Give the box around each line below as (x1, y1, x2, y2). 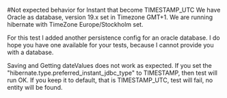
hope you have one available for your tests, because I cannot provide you (7, 41, 214, 49)
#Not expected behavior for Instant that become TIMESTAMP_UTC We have (7, 6, 221, 14)
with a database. (7, 48, 54, 56)
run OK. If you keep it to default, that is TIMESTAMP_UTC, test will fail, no (7, 76, 213, 84)
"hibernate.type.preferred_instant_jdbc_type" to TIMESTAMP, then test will (7, 69, 217, 77)
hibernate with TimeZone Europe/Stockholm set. (7, 21, 144, 28)
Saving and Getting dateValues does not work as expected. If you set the (7, 62, 212, 69)
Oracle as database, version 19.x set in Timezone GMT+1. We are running (7, 13, 213, 21)
